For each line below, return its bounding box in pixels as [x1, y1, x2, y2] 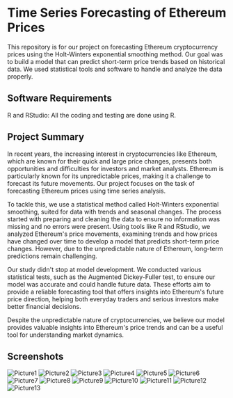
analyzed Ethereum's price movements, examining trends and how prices [7, 230, 218, 238]
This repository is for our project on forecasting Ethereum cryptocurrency [7, 42, 218, 51]
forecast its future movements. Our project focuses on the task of [7, 179, 195, 187]
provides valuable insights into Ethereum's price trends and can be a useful [7, 323, 223, 331]
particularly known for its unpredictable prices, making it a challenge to [7, 172, 211, 180]
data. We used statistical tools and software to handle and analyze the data [7, 65, 223, 73]
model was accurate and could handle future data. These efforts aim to [7, 280, 211, 288]
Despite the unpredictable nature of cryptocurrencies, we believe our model [7, 315, 225, 324]
